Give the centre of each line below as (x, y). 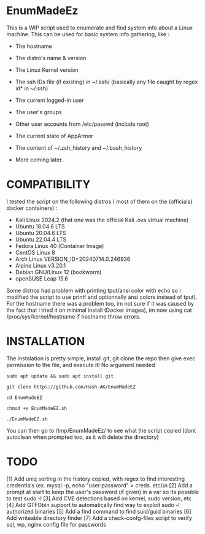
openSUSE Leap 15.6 (42, 278)
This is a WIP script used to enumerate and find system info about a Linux (100, 28)
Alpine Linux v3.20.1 (41, 265)
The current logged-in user (49, 100)
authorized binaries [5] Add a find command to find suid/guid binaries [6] (99, 511)
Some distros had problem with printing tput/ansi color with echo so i (94, 290)
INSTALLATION (45, 342)
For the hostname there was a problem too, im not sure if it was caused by (100, 303)
